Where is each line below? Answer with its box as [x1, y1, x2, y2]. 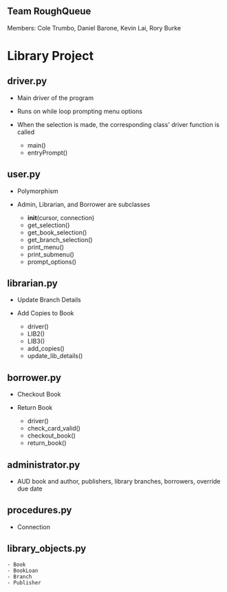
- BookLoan [7, 567, 39, 574]
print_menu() [27, 243, 64, 251]
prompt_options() [27, 257, 77, 266]
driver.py [7, 75, 47, 87]
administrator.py [7, 459, 80, 471]
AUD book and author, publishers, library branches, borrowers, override [17, 477, 221, 486]
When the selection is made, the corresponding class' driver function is [17, 120, 220, 128]
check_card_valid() [27, 424, 81, 433]
